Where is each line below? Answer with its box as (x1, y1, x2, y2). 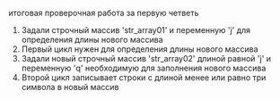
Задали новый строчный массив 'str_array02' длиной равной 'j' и (21, 54, 271, 63)
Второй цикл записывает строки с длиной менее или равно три (21, 72, 267, 83)
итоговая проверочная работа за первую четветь (8, 8, 199, 18)
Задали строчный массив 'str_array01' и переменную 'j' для (21, 25, 251, 35)
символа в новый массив (21, 82, 119, 92)
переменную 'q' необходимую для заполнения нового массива (21, 62, 267, 73)
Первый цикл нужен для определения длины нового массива (21, 44, 258, 54)
